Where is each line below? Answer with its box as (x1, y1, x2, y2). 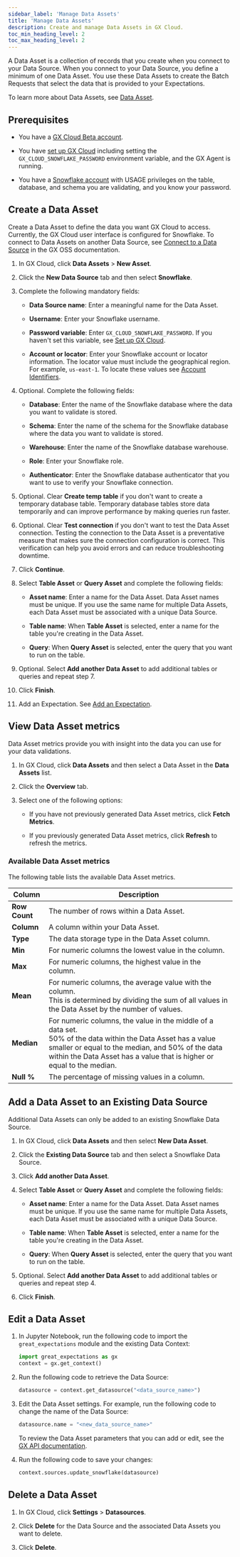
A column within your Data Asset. (48, 922, 160, 931)
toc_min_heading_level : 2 (8, 30, 85, 38)
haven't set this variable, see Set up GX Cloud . (28, 336, 166, 344)
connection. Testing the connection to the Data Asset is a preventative (18, 529, 225, 537)
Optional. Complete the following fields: (18, 386, 135, 394)
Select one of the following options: (18, 796, 123, 805)
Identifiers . (28, 372, 61, 381)
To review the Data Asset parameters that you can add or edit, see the (18, 1434, 224, 1442)
